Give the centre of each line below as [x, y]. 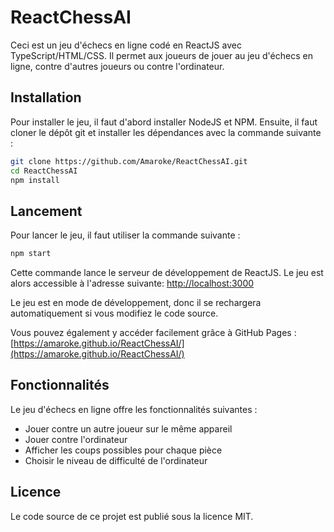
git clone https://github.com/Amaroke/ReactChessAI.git [129, 161]
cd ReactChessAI [44, 171]
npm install [35, 180]
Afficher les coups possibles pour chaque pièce [123, 450]
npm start [31, 254]
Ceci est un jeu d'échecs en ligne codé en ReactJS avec [126, 45]
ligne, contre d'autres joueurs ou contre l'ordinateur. [117, 66]
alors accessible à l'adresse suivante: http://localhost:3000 [132, 283]
